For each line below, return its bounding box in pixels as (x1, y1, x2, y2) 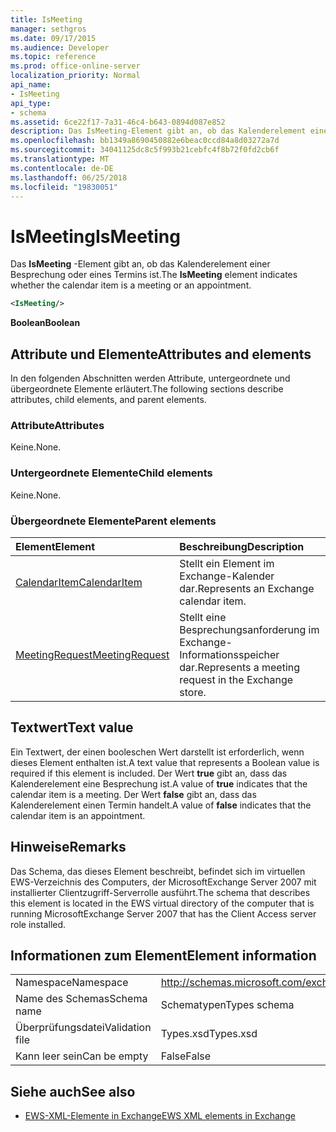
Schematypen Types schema (160, 998, 295, 1012)
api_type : (10, 98, 52, 108)
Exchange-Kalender (179, 569, 275, 583)
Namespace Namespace (15, 976, 129, 990)
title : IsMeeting (10, 14, 83, 25)
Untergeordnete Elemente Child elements (10, 466, 213, 480)
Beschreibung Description (179, 539, 305, 553)
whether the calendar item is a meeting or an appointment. (10, 279, 252, 291)
